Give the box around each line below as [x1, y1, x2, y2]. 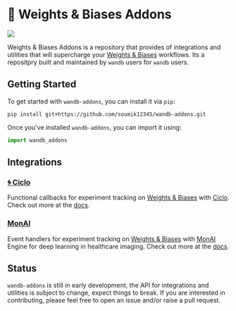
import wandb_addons [7, 137, 68, 144]
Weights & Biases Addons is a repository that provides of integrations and [7, 42, 221, 51]
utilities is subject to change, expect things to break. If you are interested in [7, 288, 225, 297]
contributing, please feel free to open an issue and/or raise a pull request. [7, 296, 221, 305]
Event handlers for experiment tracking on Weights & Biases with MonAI [7, 234, 216, 243]
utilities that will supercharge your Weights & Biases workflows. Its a [7, 50, 205, 59]
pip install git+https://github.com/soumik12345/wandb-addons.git [7, 111, 206, 118]
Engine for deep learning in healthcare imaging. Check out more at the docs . [7, 242, 230, 250]
